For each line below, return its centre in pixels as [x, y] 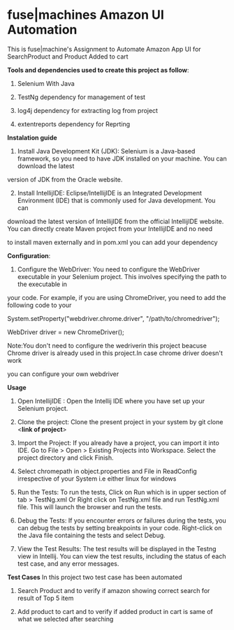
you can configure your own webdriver [63, 374]
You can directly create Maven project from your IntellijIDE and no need [110, 228]
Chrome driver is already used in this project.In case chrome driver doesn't [115, 353]
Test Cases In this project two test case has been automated [95, 577]
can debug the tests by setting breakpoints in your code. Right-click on [119, 527]
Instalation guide [32, 137]
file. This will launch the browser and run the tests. [90, 507]
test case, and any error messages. [68, 563]
